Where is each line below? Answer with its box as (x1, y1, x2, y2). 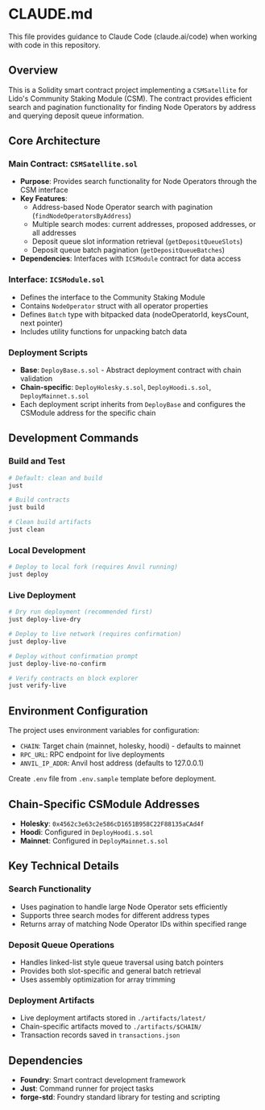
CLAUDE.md (8, 5, 93, 23)
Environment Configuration (8, 704, 148, 718)
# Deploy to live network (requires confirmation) (8, 630, 182, 639)
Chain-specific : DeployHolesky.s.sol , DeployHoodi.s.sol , (19, 383, 212, 392)
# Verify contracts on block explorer (8, 674, 139, 682)
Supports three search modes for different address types (19, 910, 210, 920)
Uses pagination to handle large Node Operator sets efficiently (19, 902, 228, 911)
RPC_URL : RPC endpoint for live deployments (19, 750, 165, 760)
